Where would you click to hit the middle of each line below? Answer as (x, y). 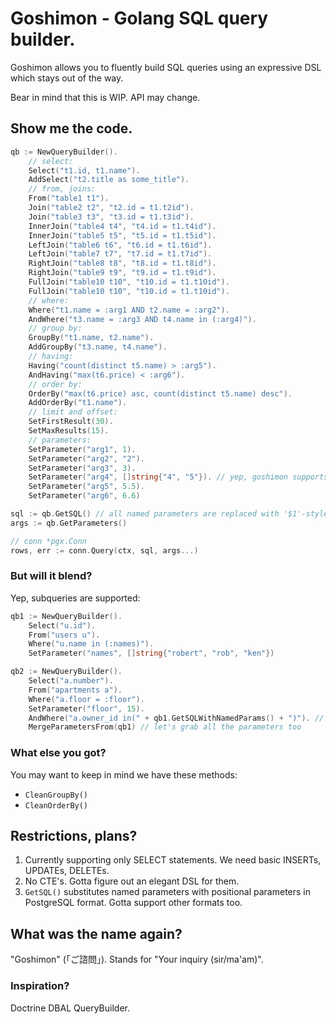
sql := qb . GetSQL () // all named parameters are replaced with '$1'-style (169, 514)
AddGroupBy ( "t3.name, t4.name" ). (98, 347)
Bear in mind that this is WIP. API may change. (105, 97)
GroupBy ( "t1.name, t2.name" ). (91, 338)
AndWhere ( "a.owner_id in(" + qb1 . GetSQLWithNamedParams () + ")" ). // (176, 718)
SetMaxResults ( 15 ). (69, 431)
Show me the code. (71, 128)
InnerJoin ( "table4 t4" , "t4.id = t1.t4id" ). (122, 226)
